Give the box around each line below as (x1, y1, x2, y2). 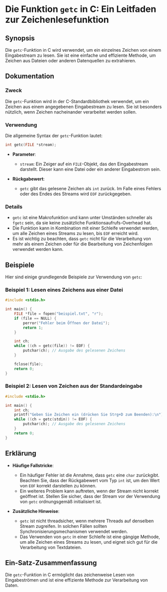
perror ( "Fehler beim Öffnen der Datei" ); (23, 320, 110, 326)
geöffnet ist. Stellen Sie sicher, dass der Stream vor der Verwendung (19, 493, 161, 499)
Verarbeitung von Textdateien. (19, 544, 82, 550)
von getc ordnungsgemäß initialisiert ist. (19, 498, 102, 504)
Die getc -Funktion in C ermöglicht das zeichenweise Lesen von (5, 572, 135, 578)
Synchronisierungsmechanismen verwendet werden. (19, 528, 128, 534)
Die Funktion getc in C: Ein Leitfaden (5, 3, 157, 15)
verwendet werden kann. (12, 246, 64, 252)
